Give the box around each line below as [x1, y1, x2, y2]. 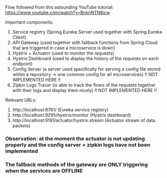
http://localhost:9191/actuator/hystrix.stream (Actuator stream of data [12, 117, 155, 123]
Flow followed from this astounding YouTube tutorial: [5, 4, 114, 10]
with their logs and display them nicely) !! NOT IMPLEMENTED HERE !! [12, 87, 157, 93]
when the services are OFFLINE [5, 167, 83, 174]
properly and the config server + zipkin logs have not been [5, 141, 150, 148]
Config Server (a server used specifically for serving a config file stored [12, 66, 161, 72]
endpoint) [12, 61, 33, 66]
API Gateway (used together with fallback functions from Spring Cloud [12, 39, 157, 45]
